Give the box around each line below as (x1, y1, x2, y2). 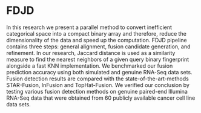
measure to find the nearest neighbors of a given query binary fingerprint (6, 56, 189, 63)
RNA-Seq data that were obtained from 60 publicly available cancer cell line (6, 94, 196, 102)
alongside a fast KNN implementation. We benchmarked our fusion (6, 62, 173, 69)
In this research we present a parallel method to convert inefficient (6, 24, 173, 31)
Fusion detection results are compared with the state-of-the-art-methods (6, 75, 189, 82)
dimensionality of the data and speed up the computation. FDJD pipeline (6, 36, 187, 44)
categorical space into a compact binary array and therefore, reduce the (6, 30, 186, 37)
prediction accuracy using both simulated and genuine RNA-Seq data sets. (6, 68, 193, 76)
